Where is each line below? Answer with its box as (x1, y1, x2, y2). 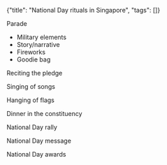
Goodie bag (16, 55, 51, 64)
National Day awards (6, 150, 66, 158)
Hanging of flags (6, 96, 55, 104)
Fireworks (16, 48, 46, 56)
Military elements (16, 33, 67, 41)
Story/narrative (16, 41, 60, 48)
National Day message (6, 136, 71, 145)
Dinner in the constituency (6, 110, 82, 117)
